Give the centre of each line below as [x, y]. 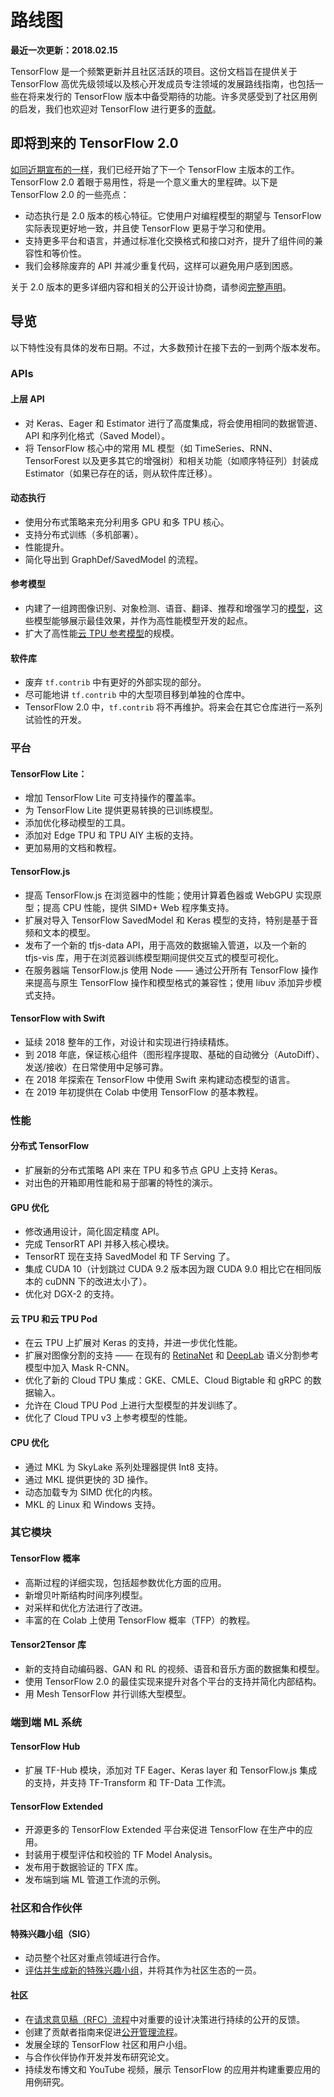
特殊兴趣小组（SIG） [53, 1933]
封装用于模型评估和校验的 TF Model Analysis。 [121, 1855]
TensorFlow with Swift [58, 1018]
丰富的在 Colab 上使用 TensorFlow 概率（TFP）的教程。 [140, 1620]
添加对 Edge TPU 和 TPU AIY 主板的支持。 [111, 835]
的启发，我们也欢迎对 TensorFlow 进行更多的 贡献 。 [116, 108]
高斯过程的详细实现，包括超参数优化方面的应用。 [125, 1582]
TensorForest [52, 460]
